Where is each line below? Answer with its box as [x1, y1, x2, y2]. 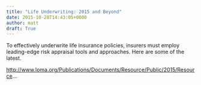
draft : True [6, 25, 36, 32]
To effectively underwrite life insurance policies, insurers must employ [6, 42, 180, 49]
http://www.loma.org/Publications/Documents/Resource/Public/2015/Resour [6, 66, 195, 74]
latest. [6, 54, 22, 62]
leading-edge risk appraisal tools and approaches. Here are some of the [6, 48, 185, 56]
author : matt [6, 20, 39, 26]
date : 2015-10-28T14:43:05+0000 [6, 14, 87, 20]
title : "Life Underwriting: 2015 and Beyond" [6, 8, 122, 15]
